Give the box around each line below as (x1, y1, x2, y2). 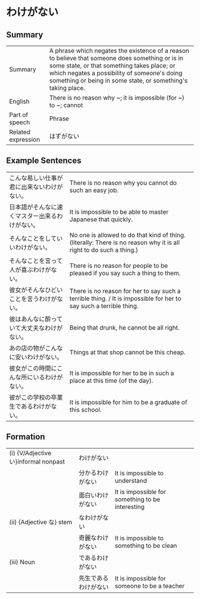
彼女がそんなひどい (9, 285, 63, 294)
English (9, 97, 30, 105)
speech (9, 118, 30, 126)
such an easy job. (69, 186, 119, 194)
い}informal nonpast (9, 457, 65, 466)
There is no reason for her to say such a (69, 287, 181, 295)
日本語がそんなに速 (9, 202, 64, 211)
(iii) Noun (9, 558, 35, 566)
